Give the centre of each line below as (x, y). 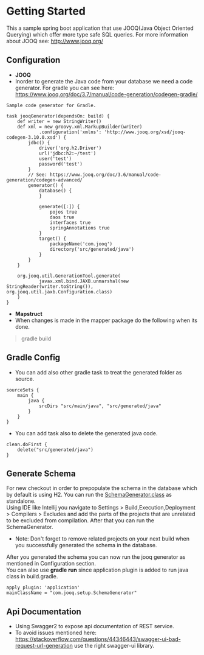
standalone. (21, 501)
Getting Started (46, 11)
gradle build (36, 338)
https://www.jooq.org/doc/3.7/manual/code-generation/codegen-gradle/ (106, 94)
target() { (53, 239)
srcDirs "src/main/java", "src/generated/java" (100, 406)
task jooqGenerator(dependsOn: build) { (58, 116)
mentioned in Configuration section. (51, 564)
